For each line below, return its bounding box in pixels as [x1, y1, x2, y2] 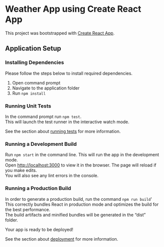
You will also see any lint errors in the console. [5, 173, 99, 179]
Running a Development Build [5, 140, 77, 147]
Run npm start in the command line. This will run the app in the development [5, 152, 159, 158]
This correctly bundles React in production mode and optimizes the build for [5, 201, 159, 207]
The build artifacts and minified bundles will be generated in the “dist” [5, 212, 146, 218]
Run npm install [12, 90, 46, 96]
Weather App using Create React [5, 3, 141, 15]
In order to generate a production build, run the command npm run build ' [5, 196, 152, 202]
